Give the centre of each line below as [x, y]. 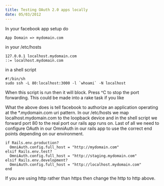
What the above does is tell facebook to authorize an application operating [82, 107]
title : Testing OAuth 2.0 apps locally [47, 10]
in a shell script [21, 70]
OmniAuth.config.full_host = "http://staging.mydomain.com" [73, 156]
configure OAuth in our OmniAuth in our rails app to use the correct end [79, 128]
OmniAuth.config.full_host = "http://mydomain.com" [65, 147]
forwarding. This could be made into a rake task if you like [65, 97]
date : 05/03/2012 [23, 14]
